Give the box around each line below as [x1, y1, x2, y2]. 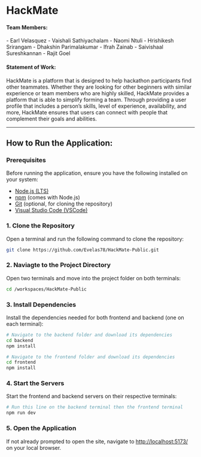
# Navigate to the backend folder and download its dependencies [6, 332, 172, 338]
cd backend [6, 337, 33, 343]
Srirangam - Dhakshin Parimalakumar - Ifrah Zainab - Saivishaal [6, 43, 163, 51]
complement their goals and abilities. [6, 115, 98, 122]
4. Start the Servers [6, 379, 65, 388]
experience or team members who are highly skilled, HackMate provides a [6, 89, 190, 96]
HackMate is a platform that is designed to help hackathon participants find [6, 77, 192, 84]
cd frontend [6, 359, 36, 365]
